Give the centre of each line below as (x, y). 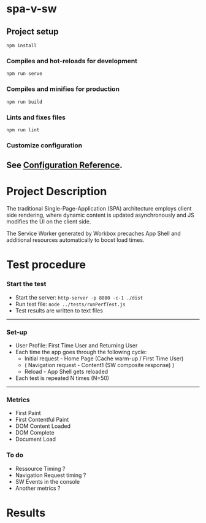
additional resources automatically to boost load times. (75, 240)
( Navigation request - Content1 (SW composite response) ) (99, 365)
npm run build (25, 102)
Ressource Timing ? (40, 468)
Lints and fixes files (36, 117)
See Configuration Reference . (64, 165)
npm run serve (25, 74)
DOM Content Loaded (43, 426)
